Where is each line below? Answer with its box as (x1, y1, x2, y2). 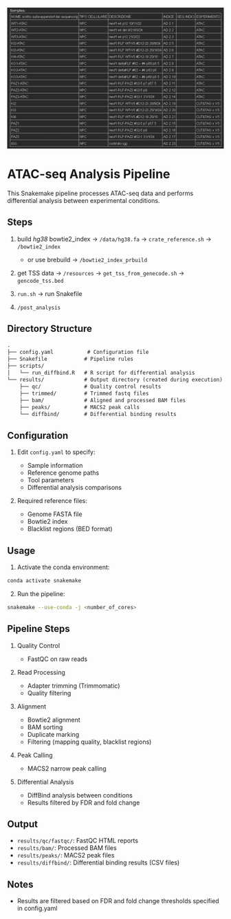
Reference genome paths (27, 468, 100, 477)
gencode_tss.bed (16, 277, 64, 284)
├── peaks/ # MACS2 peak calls (19, 404, 140, 411)
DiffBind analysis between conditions (27, 791, 133, 799)
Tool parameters (27, 476, 74, 484)
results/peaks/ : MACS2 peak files (16, 851, 115, 860)
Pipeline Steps (7, 623, 70, 635)
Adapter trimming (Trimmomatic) (27, 681, 120, 690)
